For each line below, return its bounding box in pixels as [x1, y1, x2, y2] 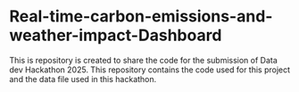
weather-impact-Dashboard [9, 25, 222, 46]
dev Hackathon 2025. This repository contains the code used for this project [9, 64, 291, 75]
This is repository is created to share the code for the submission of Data [9, 54, 278, 65]
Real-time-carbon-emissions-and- [9, 6, 273, 27]
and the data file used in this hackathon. [9, 73, 157, 84]
